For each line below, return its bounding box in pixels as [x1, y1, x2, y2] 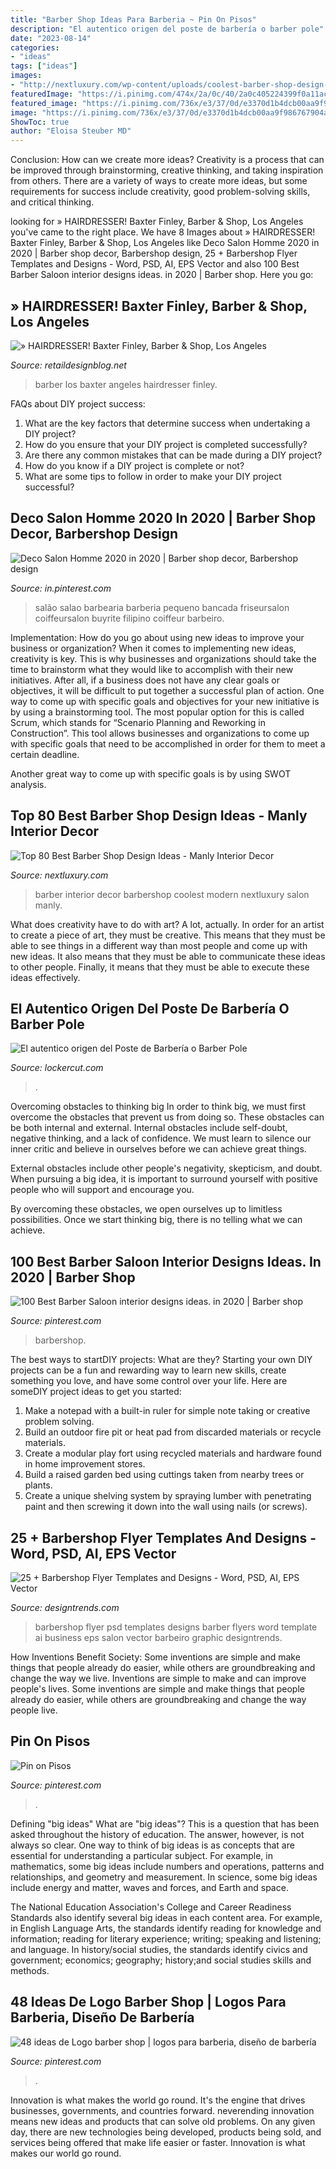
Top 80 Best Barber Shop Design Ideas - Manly [10, 807, 308, 825]
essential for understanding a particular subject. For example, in [10, 1849, 273, 1861]
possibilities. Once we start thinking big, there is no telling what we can [10, 1214, 303, 1226]
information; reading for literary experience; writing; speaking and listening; [10, 1932, 322, 1945]
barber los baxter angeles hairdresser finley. [34, 378, 218, 390]
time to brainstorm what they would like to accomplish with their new [10, 663, 294, 675]
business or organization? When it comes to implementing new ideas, [10, 642, 297, 654]
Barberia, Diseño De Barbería [10, 2009, 195, 2026]
